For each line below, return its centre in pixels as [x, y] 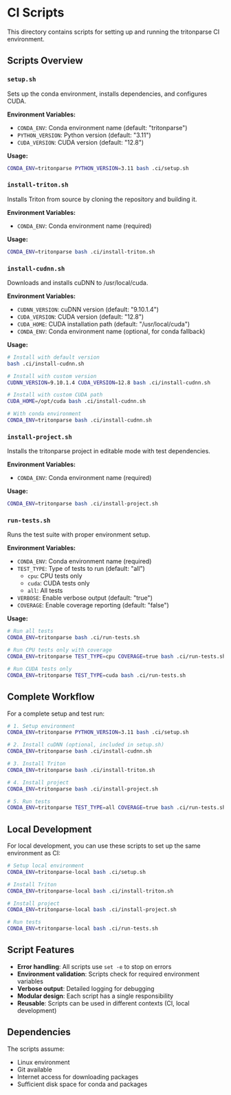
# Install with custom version [52, 376]
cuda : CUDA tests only [58, 583]
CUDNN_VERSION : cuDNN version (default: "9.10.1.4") [88, 309]
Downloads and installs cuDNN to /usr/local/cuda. [78, 282]
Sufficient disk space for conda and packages [82, 1084]
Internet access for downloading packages [78, 1076]
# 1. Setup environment [41, 726]
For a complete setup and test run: [56, 713]
